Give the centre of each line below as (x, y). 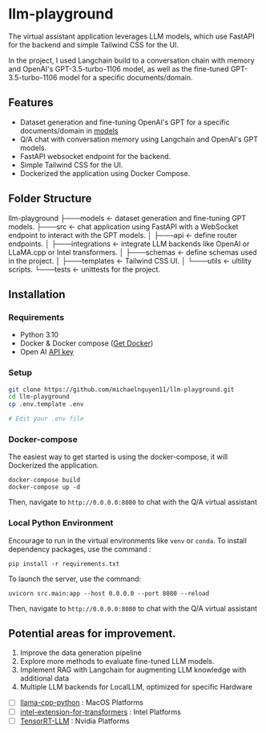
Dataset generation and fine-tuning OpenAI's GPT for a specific (125, 122)
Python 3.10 (39, 335)
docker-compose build (44, 480)
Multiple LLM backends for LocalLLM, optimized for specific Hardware (136, 687)
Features (31, 102)
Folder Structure (50, 199)
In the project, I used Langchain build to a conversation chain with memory (131, 60)
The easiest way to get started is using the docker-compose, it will (118, 457)
